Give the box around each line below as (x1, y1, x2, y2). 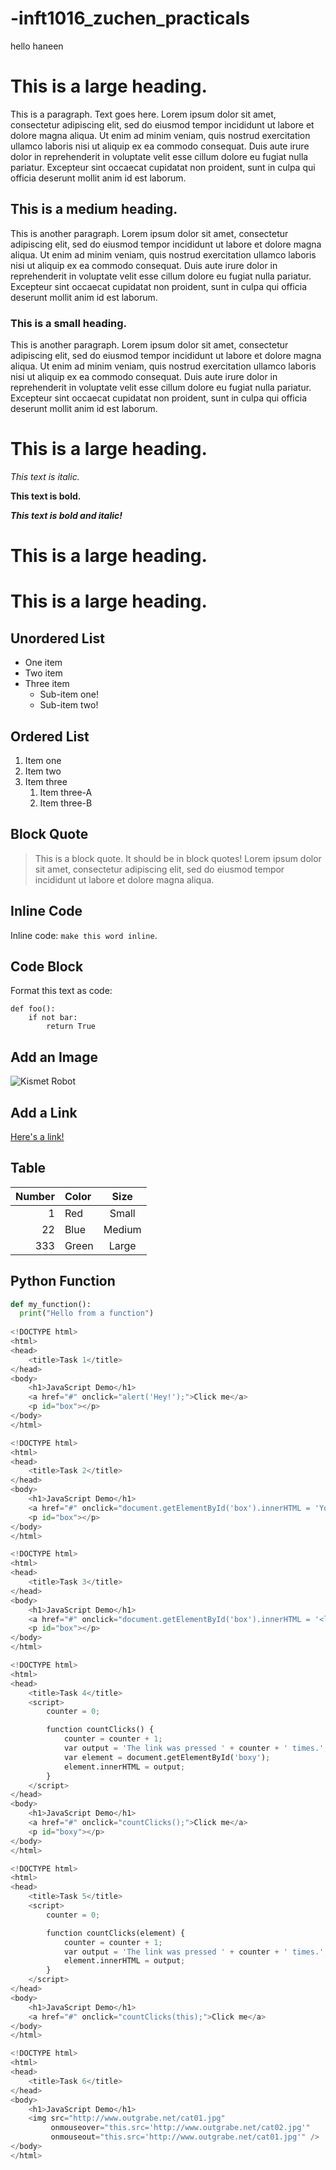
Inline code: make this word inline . (10, 929, 158, 941)
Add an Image (10, 1048, 98, 1066)
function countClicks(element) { (46, 1928, 186, 1938)
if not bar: (28, 1013, 78, 1023)
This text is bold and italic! (10, 509, 123, 521)
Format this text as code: (10, 985, 113, 997)
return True (46, 1022, 97, 1032)
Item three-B (39, 797, 93, 809)
